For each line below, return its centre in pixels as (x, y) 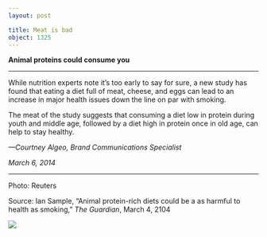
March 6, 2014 (32, 163)
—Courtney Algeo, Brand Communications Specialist (95, 147)
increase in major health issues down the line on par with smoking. (117, 99)
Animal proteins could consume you (69, 60)
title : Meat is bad (41, 30)
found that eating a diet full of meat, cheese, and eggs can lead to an (121, 91)
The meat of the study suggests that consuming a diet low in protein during (132, 115)
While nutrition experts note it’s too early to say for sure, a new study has (128, 83)
